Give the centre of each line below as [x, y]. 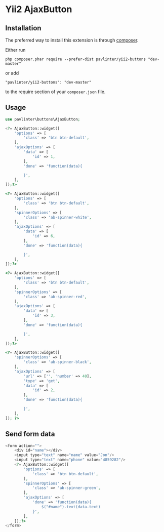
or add [12, 73]
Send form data [30, 434]
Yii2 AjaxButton [39, 9]
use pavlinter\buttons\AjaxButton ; [43, 119]
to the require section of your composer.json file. [55, 92]
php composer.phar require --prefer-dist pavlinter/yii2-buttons [75, 59]
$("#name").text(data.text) [71, 507]
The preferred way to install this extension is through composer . [72, 40]
